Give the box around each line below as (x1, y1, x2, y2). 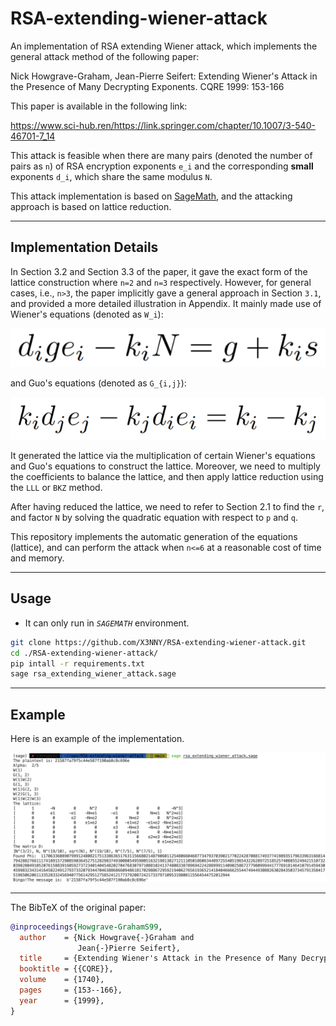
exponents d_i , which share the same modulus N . (10, 170, 213, 182)
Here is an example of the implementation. (10, 733, 185, 745)
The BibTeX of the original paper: (10, 901, 147, 913)
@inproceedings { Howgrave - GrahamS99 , (10, 922, 163, 932)
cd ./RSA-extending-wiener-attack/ (10, 648, 159, 658)
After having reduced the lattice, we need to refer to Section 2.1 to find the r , (10, 500, 325, 512)
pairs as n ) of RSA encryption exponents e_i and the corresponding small (10, 160, 314, 172)
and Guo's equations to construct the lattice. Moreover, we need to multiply (10, 460, 321, 472)
